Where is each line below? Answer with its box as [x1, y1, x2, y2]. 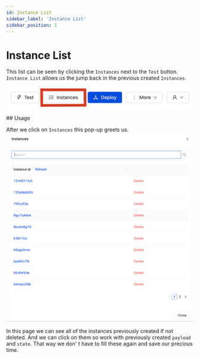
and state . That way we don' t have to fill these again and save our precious [6, 340, 193, 347]
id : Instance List [6, 10, 52, 15]
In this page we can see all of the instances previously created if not [6, 328, 174, 335]
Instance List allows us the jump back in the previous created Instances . [6, 74, 186, 81]
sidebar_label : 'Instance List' [6, 15, 86, 22]
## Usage [6, 114, 31, 121]
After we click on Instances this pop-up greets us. [6, 125, 129, 133]
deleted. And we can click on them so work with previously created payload [6, 334, 192, 341]
